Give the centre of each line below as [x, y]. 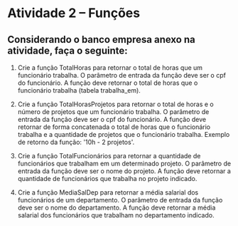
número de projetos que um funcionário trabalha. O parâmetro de [113, 112]
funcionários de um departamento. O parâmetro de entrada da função [120, 200]
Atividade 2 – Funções [74, 13]
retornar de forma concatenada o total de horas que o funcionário [114, 127]
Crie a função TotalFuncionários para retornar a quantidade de [109, 156]
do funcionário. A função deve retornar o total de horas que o [108, 83]
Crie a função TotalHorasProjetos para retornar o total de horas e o [116, 104]
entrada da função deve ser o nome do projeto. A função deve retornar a [124, 171]
